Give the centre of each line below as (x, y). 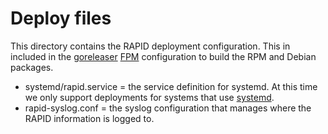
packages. (32, 67)
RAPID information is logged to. (89, 118)
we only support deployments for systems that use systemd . (149, 97)
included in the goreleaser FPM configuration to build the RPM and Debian (163, 56)
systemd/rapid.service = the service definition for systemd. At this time (171, 86)
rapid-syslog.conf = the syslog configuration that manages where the (168, 108)
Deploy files (61, 18)
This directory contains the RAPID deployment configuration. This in (150, 46)
